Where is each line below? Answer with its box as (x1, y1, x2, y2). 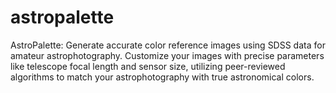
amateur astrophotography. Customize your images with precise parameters (10, 49, 325, 61)
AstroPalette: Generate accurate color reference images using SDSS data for (10, 39, 326, 51)
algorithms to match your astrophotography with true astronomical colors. (10, 71, 315, 83)
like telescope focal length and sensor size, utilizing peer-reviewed (10, 60, 286, 72)
